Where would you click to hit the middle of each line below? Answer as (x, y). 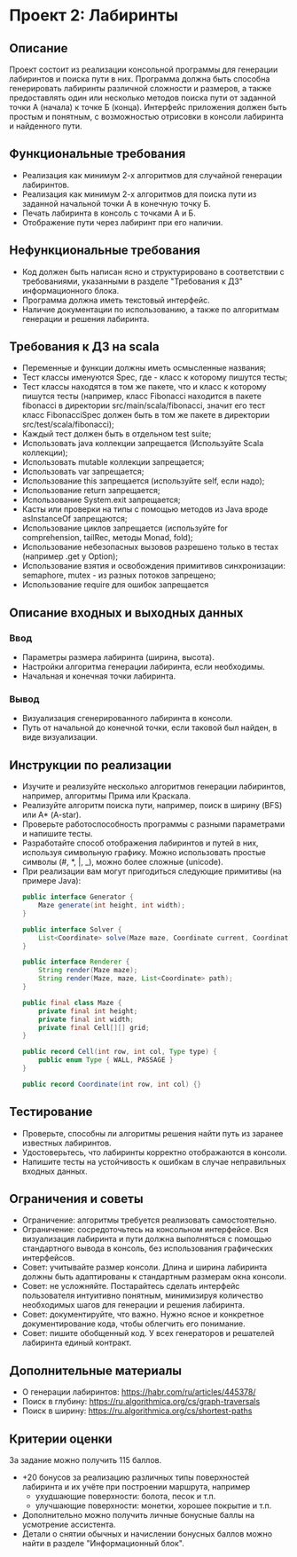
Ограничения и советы (76, 1199)
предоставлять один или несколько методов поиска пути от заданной (143, 98)
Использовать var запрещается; (83, 472)
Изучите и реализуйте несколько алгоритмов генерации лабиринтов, (154, 787)
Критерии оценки (61, 1439)
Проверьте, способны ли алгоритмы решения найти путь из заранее (152, 1133)
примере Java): (51, 881)
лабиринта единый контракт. (76, 1343)
